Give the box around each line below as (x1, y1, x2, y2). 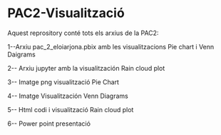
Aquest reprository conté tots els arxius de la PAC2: (7, 29, 159, 37)
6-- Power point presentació (7, 119, 91, 128)
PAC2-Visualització (7, 5, 125, 21)
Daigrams (7, 50, 36, 59)
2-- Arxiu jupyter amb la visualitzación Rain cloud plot (7, 64, 165, 72)
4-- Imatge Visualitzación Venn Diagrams (7, 91, 128, 100)
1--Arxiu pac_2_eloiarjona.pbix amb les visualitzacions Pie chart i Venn (7, 42, 215, 51)
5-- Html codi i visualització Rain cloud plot (7, 105, 134, 114)
